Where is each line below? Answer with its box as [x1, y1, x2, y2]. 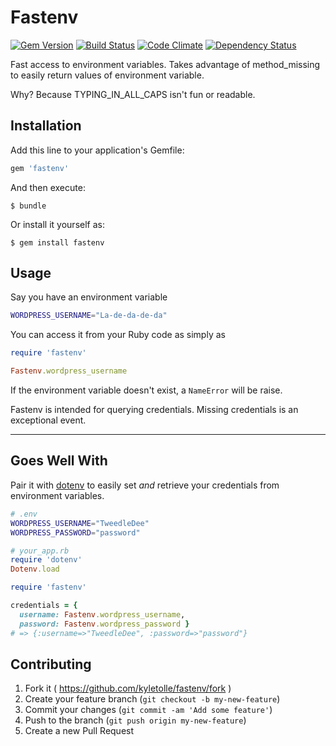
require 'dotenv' [10, 555, 83, 565]
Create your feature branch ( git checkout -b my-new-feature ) [24, 693, 281, 705]
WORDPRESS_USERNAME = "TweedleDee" [10, 518, 150, 528]
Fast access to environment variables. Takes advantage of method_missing [10, 58, 321, 70]
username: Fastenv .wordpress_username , [19, 609, 186, 620]
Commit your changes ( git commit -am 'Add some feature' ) [24, 704, 273, 716]
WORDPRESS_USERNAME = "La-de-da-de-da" [10, 311, 168, 321]
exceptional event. [10, 414, 87, 426]
